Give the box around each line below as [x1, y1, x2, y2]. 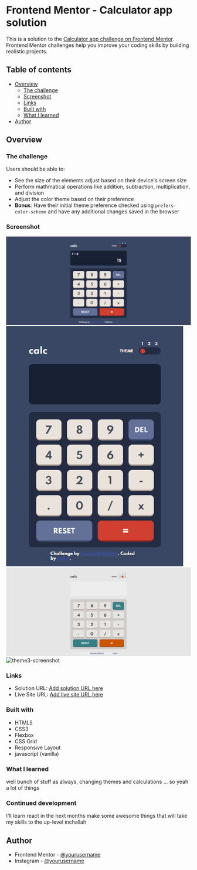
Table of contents [6, 65, 72, 75]
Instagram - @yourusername [14, 857, 84, 865]
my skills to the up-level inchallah [6, 818, 87, 825]
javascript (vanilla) [14, 750, 59, 757]
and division [14, 189, 45, 196]
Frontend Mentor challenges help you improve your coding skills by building [6, 42, 189, 49]
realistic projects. [6, 47, 48, 55]
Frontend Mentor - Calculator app [6, 4, 173, 17]
